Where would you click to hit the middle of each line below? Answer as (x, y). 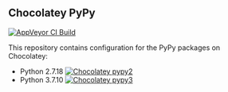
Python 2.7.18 (41, 71)
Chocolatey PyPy (52, 13)
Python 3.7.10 (41, 79)
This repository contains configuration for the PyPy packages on (114, 48)
